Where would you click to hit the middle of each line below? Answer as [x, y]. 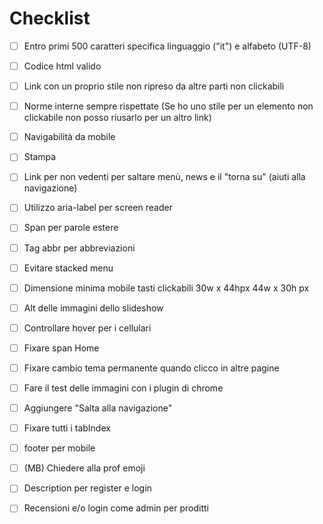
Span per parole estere [71, 228]
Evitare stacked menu [68, 268]
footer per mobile [59, 448]
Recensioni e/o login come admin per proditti [116, 508]
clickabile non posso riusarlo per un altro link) [117, 118]
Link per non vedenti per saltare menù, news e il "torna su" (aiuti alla [164, 177]
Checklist [50, 18]
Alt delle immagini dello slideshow [93, 308]
